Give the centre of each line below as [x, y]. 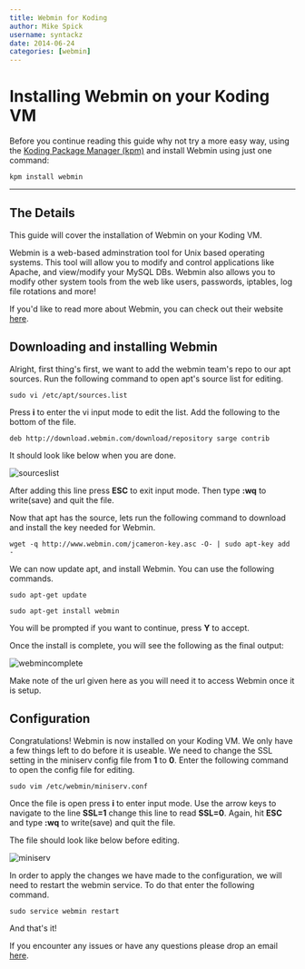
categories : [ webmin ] [50, 52]
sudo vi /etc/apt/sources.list [69, 395]
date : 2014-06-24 [42, 43]
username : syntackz [46, 35]
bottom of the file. [43, 421]
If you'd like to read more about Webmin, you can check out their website [147, 309]
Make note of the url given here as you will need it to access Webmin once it [152, 680]
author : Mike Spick [46, 26]
